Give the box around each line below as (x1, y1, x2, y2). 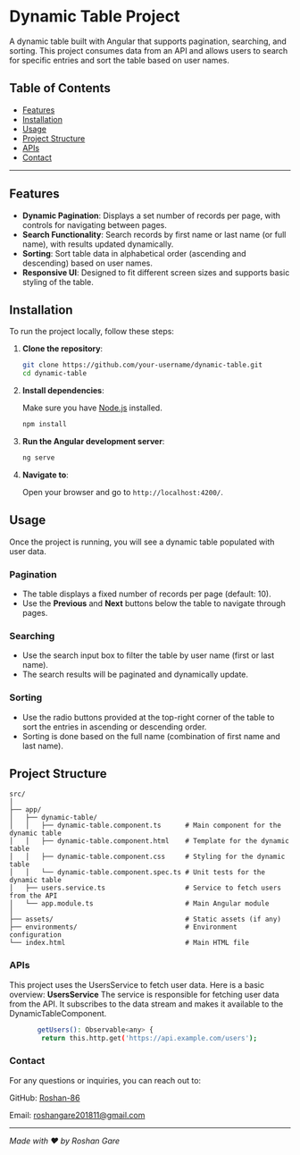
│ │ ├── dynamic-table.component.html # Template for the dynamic (9, 837, 290, 846)
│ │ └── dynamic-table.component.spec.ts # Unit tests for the (9, 868, 266, 877)
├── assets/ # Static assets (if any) (9, 915, 281, 924)
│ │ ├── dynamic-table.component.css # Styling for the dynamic (9, 852, 286, 862)
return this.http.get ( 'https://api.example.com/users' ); (41, 1033, 257, 1042)
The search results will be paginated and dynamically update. (21, 669, 248, 680)
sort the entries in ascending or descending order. (21, 721, 207, 732)
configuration (9, 931, 62, 940)
